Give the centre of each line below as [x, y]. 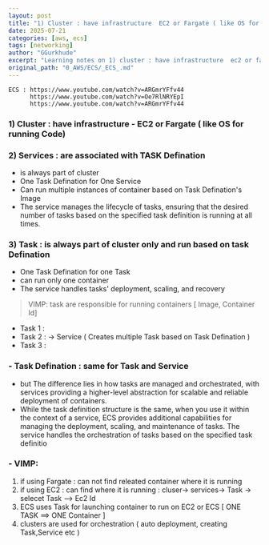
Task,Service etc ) [50, 532]
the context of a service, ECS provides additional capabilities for [126, 418]
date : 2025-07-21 [37, 30]
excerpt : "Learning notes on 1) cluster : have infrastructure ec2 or [130, 61]
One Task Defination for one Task [75, 272]
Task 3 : [33, 346]
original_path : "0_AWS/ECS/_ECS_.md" [71, 68]
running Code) [37, 134]
